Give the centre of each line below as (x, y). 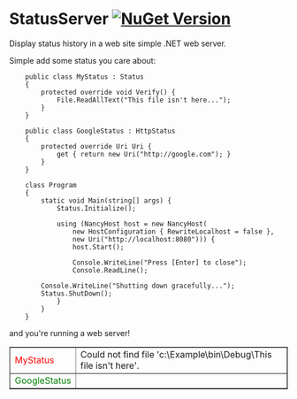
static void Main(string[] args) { (107, 200)
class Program (51, 185)
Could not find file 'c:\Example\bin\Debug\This (176, 354)
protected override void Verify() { (108, 92)
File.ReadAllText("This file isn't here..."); (144, 100)
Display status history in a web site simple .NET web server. (118, 43)
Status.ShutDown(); (77, 293)
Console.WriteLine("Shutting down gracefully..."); (138, 286)
